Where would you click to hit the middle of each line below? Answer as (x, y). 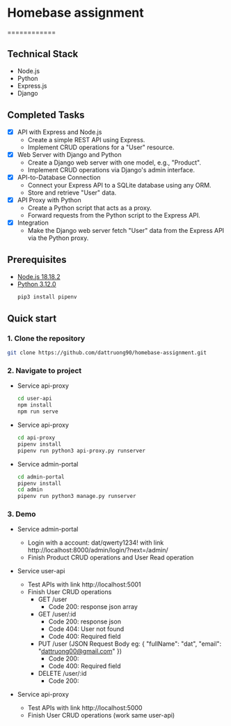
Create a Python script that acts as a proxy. (89, 208)
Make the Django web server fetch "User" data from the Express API (126, 230)
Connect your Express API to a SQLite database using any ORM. (119, 185)
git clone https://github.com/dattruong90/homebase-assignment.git (107, 353)
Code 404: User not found (86, 629)
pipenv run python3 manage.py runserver (77, 497)
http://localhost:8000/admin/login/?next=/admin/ (98, 550)
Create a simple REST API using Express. (86, 139)
